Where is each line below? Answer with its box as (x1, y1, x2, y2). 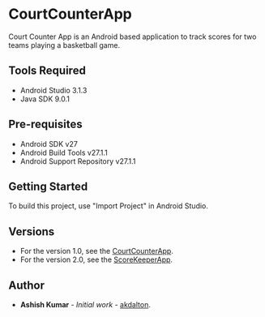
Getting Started (8, 179, 88, 193)
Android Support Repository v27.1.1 (19, 156, 136, 166)
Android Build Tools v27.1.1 (19, 148, 108, 157)
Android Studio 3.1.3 (19, 85, 88, 95)
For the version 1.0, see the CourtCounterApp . (19, 246, 174, 256)
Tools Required (8, 64, 87, 78)
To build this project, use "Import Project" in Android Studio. (8, 201, 209, 211)
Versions (8, 225, 55, 238)
